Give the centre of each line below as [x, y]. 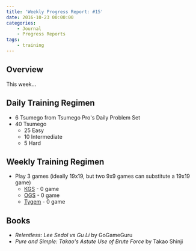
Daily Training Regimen [51, 103]
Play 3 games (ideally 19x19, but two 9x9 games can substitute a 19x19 [103, 176]
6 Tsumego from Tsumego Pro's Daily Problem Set [78, 117]
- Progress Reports [41, 34]
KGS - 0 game [41, 189]
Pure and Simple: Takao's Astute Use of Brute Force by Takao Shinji [99, 241]
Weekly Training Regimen [55, 162]
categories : [21, 23]
